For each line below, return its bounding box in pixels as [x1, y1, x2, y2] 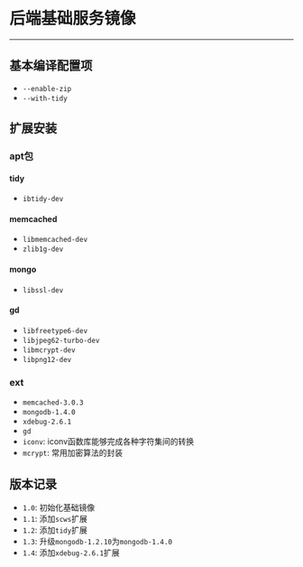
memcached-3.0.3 [22, 398, 84, 407]
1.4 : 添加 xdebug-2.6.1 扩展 [22, 547, 120, 558]
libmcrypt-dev [22, 345, 76, 355]
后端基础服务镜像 [9, 8, 137, 29]
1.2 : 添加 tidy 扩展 [22, 525, 87, 535]
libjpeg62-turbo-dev [22, 336, 100, 345]
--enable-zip [22, 84, 72, 93]
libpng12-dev [22, 355, 72, 364]
